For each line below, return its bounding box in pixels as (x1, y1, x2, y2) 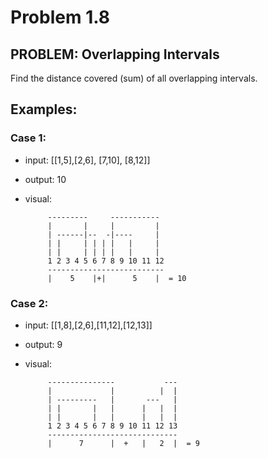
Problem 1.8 (10, 6, 110, 29)
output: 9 (24, 338, 63, 350)
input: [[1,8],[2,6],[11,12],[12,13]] (24, 319, 153, 331)
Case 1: (10, 131, 47, 145)
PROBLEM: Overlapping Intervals (10, 46, 220, 63)
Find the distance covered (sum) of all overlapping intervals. (10, 72, 258, 84)
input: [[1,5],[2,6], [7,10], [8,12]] (24, 154, 151, 166)
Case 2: (10, 296, 49, 310)
